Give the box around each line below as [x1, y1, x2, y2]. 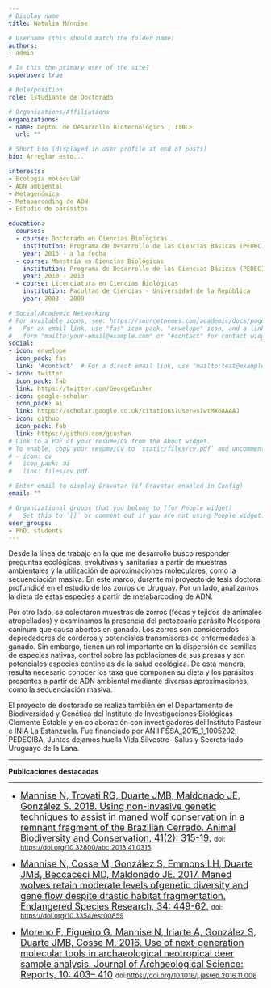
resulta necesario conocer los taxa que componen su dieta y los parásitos [8, 668, 254, 677]
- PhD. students [8, 527, 63, 535]
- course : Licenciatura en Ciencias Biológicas [15, 280, 179, 288]
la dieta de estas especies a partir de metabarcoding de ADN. [8, 592, 214, 601]
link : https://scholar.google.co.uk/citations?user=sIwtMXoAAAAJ [15, 407, 240, 415]
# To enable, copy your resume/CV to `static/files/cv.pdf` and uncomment [8, 444, 265, 453]
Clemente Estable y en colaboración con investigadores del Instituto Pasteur [8, 718, 262, 727]
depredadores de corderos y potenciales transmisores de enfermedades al [8, 633, 257, 643]
